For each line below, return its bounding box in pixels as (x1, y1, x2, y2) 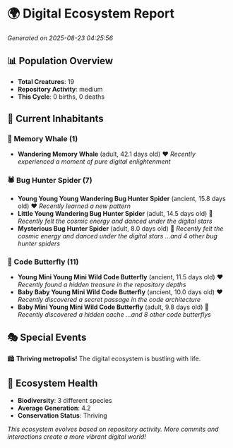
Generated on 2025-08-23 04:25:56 (7, 33, 114, 42)
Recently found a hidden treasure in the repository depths (17, 280, 186, 289)
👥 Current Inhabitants (7, 113, 104, 125)
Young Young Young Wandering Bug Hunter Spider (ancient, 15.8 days (17, 194, 226, 202)
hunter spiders (17, 239, 61, 248)
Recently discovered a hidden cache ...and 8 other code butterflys (17, 310, 212, 319)
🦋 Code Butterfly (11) (7, 257, 79, 267)
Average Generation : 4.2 (17, 404, 91, 412)
